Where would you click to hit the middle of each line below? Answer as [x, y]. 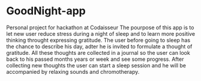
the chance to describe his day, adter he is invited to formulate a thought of [99, 46]
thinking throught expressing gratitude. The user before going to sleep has [98, 40]
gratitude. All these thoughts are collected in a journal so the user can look [98, 52]
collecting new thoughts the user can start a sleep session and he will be [96, 65]
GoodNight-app [46, 11]
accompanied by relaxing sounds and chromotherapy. [73, 71]
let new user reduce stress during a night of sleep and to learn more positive [101, 33]
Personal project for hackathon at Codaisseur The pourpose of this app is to [100, 27]
